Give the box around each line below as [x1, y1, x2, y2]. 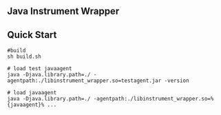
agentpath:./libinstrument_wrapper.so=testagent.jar [7, 77, 162, 85]
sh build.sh [7, 53, 41, 61]
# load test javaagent [7, 65, 72, 72]
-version [164, 77, 189, 85]
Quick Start [7, 29, 57, 41]
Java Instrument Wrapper [7, 6, 120, 17]
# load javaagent [7, 90, 57, 96]
